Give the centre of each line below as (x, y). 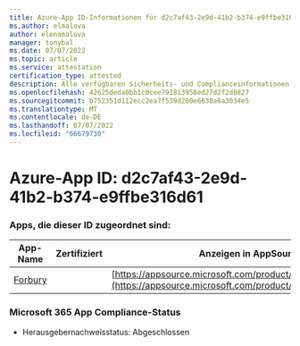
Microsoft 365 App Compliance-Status (95, 312)
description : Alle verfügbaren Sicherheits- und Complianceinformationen (150, 84)
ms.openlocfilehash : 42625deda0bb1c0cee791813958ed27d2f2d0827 (129, 92)
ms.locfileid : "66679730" (57, 134)
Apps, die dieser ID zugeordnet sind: (90, 224)
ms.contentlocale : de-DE (55, 117)
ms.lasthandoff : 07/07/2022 (62, 126)
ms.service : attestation (55, 68)
